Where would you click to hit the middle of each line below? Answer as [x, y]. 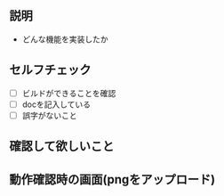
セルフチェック [50, 70]
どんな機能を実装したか [65, 39]
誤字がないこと [49, 115]
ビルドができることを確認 [69, 93]
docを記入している [56, 104]
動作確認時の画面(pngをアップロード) [112, 180]
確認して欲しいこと [62, 147]
